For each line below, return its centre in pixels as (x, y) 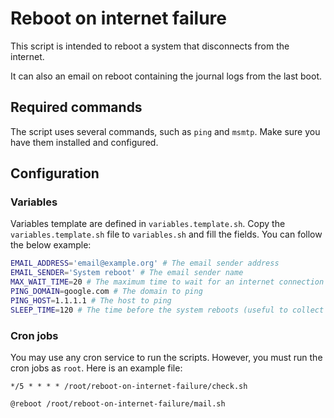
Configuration (55, 173)
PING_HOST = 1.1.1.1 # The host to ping (91, 300)
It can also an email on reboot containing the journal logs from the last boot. (166, 76)
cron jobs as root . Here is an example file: (96, 368)
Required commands (76, 107)
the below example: (51, 245)
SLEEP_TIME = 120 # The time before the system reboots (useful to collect (167, 310)
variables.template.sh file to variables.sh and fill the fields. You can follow (166, 234)
